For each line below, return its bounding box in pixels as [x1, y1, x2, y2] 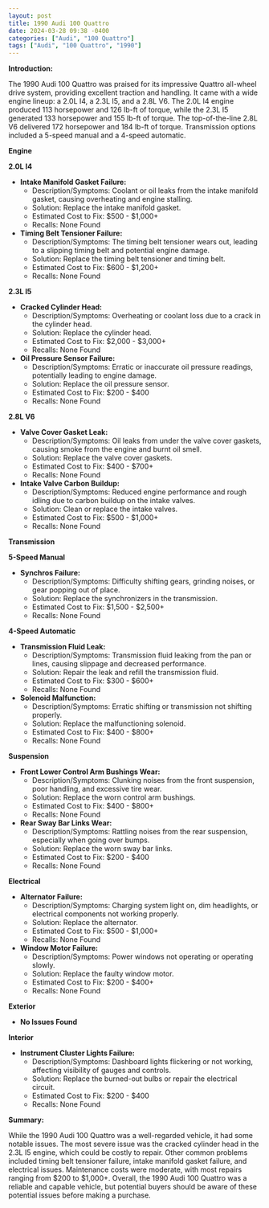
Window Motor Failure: [19, 944, 99, 953]
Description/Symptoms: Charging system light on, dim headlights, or [31, 901, 259, 911]
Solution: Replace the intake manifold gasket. [31, 203, 181, 213]
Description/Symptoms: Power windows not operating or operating [31, 952, 254, 961]
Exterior [8, 1001, 36, 1011]
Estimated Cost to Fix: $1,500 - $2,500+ [31, 602, 165, 612]
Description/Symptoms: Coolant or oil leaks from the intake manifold [31, 186, 259, 195]
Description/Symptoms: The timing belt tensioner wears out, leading [31, 237, 259, 247]
